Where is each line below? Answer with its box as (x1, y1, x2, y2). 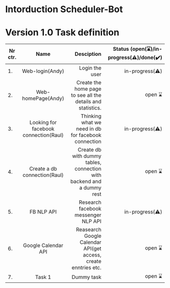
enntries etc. (71, 264, 102, 271)
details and (75, 98, 102, 105)
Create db (77, 146, 102, 153)
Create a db (29, 165, 57, 172)
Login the (79, 64, 102, 71)
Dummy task (71, 273, 102, 280)
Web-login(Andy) (22, 67, 65, 75)
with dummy (72, 153, 102, 160)
